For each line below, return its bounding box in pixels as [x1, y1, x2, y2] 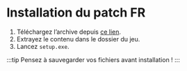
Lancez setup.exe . [16, 42, 70, 50]
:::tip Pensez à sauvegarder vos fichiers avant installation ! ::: [6, 55, 180, 63]
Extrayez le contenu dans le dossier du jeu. [16, 34, 140, 43]
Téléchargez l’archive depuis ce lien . [16, 28, 122, 36]
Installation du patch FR [6, 5, 146, 21]
